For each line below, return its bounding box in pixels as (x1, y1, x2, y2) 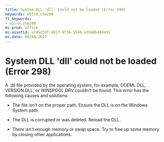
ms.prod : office (5, 25, 38, 30)
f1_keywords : (5, 16, 32, 21)
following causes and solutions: (5, 93, 69, 98)
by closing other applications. (12, 131, 72, 137)
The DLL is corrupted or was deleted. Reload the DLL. (12, 117, 121, 122)
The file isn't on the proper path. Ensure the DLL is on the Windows (12, 102, 148, 108)
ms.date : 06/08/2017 (5, 35, 47, 40)
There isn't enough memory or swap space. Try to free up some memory (12, 126, 160, 132)
